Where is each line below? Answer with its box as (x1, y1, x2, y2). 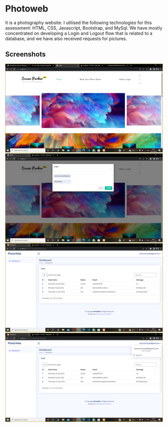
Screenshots (5, 50, 46, 59)
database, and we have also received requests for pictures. (5, 36, 127, 42)
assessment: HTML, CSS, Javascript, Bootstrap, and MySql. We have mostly (5, 25, 162, 31)
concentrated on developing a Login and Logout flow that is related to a (5, 30, 152, 36)
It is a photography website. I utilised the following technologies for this (5, 20, 152, 26)
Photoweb (5, 3, 48, 15)
